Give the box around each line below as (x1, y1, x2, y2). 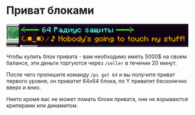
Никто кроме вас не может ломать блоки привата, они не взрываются (6, 95, 188, 102)
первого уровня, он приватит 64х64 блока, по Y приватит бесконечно (6, 77, 187, 84)
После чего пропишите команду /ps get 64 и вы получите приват (6, 70, 176, 78)
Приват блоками (6, 4, 94, 17)
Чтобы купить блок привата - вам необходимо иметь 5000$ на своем (6, 52, 187, 60)
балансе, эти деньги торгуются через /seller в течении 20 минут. (6, 59, 177, 66)
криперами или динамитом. (6, 102, 78, 109)
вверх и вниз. (6, 84, 41, 91)
